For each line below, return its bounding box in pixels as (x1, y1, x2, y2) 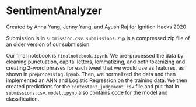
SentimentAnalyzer (6, 4, 103, 17)
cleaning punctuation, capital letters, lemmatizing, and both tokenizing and (6, 58, 185, 65)
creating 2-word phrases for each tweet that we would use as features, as (6, 64, 184, 71)
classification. (6, 95, 40, 102)
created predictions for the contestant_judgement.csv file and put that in (6, 83, 180, 90)
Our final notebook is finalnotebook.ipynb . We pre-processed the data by (6, 52, 184, 59)
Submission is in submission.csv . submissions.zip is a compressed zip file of (6, 34, 190, 41)
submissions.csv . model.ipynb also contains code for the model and (6, 89, 168, 96)
